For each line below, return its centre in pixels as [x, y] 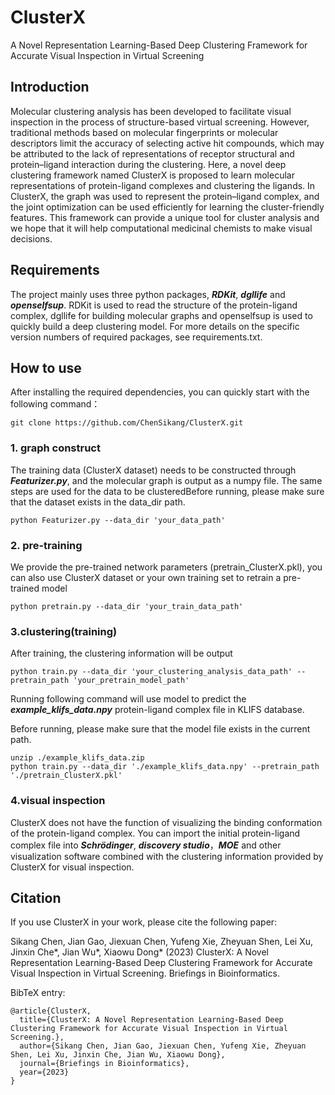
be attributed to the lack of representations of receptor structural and [152, 153]
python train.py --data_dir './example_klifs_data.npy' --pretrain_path [165, 767]
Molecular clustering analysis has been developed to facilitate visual [151, 111]
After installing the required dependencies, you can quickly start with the [160, 392]
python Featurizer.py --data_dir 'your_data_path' [118, 520]
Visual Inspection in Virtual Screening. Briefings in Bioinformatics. [145, 973]
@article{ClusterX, [51, 1011]
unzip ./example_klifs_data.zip [77, 758]
